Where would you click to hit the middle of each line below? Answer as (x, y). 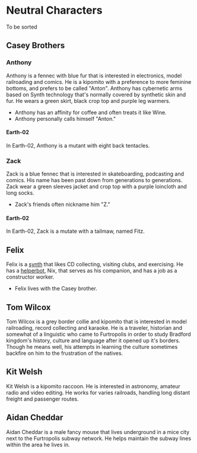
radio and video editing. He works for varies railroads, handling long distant (98, 392)
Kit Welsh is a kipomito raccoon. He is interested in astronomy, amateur (93, 386)
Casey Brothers (36, 46)
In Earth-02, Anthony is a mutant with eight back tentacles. (78, 145)
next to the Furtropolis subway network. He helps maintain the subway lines (99, 438)
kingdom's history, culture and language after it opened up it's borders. (93, 340)
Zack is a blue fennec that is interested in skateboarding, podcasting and (95, 174)
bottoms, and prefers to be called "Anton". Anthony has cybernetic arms (94, 88)
